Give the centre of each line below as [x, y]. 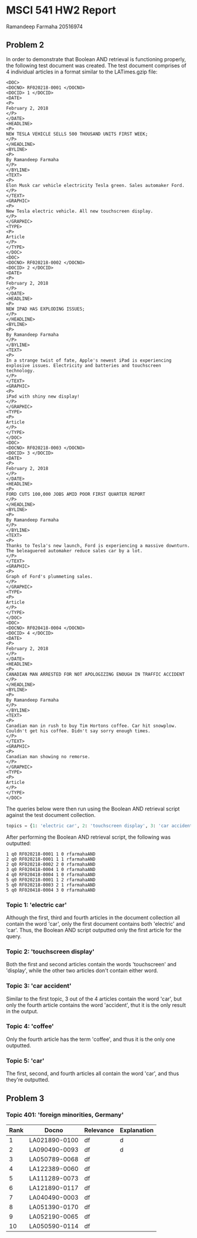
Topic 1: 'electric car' [37, 905]
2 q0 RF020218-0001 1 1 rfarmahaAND [51, 859]
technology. [21, 371]
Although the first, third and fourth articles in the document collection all [93, 917]
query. [14, 936]
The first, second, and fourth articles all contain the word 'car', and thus [93, 1073]
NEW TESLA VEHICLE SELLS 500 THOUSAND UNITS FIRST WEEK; [77, 134]
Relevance [99, 1130]
